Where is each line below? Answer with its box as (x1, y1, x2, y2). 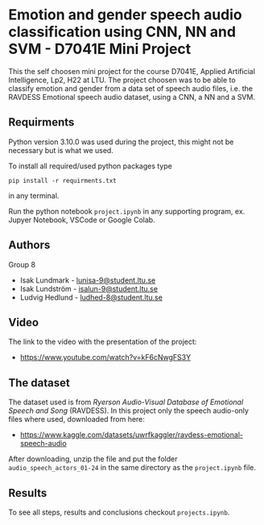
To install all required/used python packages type (8, 161, 173, 171)
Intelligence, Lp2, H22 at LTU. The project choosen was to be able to (8, 75, 236, 85)
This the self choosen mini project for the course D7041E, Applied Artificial (8, 66, 256, 76)
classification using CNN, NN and (8, 23, 236, 41)
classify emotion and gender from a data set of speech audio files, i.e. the (8, 83, 254, 93)
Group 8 (8, 259, 36, 269)
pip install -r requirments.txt (8, 176, 117, 184)
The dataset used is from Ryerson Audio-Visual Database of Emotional (8, 397, 244, 407)
